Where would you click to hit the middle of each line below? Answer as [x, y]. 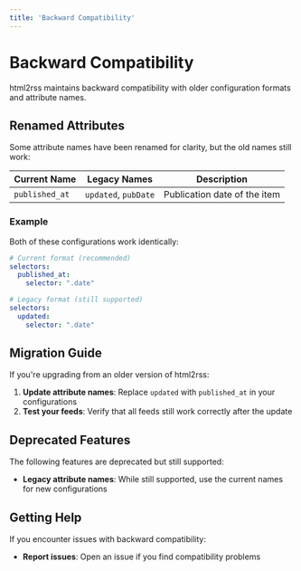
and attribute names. [48, 97]
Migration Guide [56, 353]
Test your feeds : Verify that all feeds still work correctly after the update [157, 412]
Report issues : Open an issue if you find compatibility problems [141, 557]
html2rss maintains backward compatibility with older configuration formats [150, 88]
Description [222, 179]
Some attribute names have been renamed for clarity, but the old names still [150, 148]
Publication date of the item [222, 195]
